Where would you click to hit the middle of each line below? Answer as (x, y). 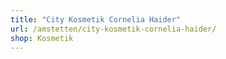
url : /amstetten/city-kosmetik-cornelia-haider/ (113, 29)
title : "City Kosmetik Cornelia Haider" (96, 19)
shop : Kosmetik (42, 38)
